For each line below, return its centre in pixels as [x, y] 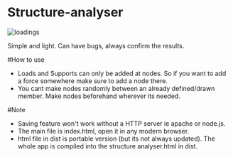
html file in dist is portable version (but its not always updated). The [116, 139]
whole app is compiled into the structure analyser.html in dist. [107, 146]
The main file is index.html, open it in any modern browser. [103, 131]
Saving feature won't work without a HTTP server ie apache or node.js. [121, 123]
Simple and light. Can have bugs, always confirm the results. [96, 45]
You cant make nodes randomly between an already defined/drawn [116, 88]
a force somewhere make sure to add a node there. [93, 81]
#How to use [26, 59]
